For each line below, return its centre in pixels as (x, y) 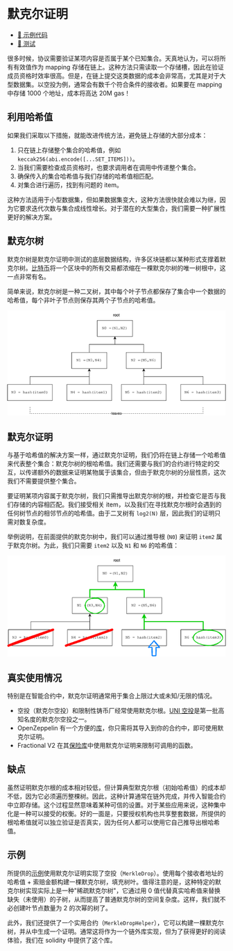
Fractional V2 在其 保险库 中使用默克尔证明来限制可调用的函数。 (107, 746)
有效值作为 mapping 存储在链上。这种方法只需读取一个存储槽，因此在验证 (118, 67)
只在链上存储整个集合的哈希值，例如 (69, 150)
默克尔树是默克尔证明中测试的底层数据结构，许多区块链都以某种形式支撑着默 (116, 259)
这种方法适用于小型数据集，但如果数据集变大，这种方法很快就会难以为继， (113, 200)
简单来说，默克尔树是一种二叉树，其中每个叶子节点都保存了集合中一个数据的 (116, 291)
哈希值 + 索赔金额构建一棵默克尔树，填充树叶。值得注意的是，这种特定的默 (114, 881)
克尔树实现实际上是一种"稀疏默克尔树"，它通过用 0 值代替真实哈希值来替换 (114, 890)
